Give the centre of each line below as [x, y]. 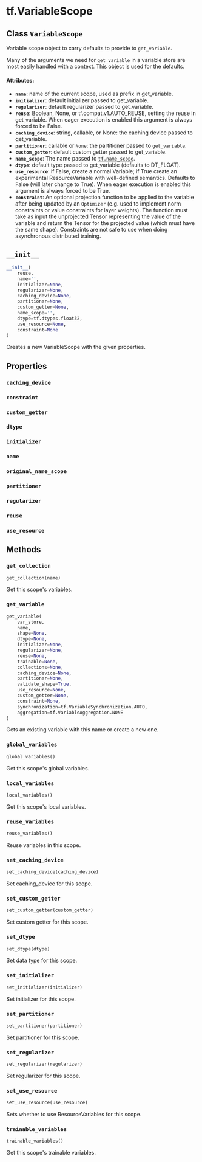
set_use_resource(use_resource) [47, 1103]
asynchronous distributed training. [58, 236]
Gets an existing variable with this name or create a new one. [82, 730]
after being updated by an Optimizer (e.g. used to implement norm [98, 204]
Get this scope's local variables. [46, 806]
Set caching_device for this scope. [49, 884]
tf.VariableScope [49, 11]
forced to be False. [39, 126]
